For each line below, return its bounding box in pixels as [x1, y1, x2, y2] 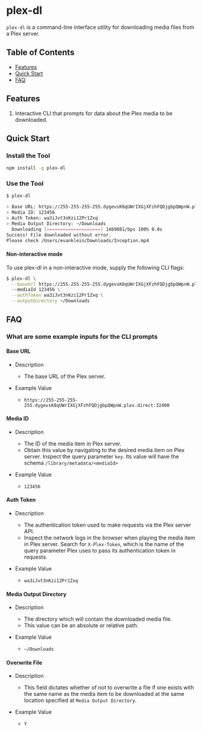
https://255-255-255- [23, 397, 78, 403]
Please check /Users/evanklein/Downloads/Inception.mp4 [6, 237, 149, 244]
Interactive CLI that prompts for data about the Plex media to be [14, 110, 173, 117]
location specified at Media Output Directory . [23, 696, 137, 704]
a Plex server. [6, 29, 40, 37]
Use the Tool [6, 179, 44, 188]
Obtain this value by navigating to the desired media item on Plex [23, 446, 185, 453]
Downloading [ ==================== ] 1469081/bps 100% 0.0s [11, 226, 163, 232]
